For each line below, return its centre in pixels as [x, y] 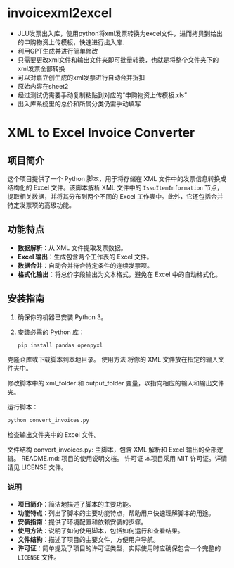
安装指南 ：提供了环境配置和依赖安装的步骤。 [82, 521]
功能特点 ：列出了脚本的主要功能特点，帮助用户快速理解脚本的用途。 [116, 513]
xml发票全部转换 [41, 68]
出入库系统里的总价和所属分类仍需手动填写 [79, 104]
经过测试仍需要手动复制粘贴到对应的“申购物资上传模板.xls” [102, 95]
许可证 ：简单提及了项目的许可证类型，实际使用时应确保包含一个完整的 [119, 548]
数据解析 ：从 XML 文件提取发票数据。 [72, 247]
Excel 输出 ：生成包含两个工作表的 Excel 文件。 [85, 257]
